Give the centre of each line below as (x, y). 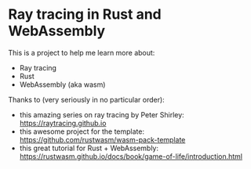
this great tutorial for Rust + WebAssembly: (89, 148)
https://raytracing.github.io (63, 123)
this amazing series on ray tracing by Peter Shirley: (102, 114)
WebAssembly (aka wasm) (62, 84)
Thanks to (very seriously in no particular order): (86, 99)
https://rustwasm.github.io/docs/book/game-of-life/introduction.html (131, 156)
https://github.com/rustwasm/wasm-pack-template (102, 139)
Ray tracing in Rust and (85, 14)
